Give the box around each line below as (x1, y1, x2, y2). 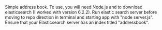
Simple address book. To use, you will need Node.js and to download (5, 4, 143, 10)
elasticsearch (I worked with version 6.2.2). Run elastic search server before (5, 9, 157, 15)
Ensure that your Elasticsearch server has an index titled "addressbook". (5, 19, 149, 25)
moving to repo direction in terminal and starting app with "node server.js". (5, 15, 154, 20)
